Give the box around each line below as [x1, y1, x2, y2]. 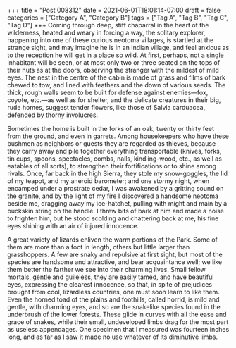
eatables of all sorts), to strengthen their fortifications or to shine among [7, 162, 217, 170]
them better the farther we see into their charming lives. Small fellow [7, 266, 206, 273]
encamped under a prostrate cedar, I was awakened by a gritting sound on [7, 185, 224, 192]
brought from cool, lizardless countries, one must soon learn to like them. [7, 288, 220, 296]
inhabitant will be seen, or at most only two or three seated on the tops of [7, 58, 221, 66]
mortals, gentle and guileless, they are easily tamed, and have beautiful [7, 273, 214, 281]
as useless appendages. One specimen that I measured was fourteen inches [7, 325, 230, 333]
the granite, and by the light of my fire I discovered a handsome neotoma [7, 192, 219, 200]
